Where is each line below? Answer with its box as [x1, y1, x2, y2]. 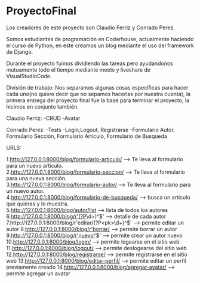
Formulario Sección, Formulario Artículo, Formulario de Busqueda [6, 133, 167, 140]
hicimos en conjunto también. [6, 103, 79, 110]
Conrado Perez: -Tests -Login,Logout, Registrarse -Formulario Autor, [6, 126, 175, 133]
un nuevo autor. [6, 187, 45, 195]
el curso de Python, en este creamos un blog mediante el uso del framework [6, 42, 194, 49]
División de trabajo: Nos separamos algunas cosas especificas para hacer [6, 84, 189, 91]
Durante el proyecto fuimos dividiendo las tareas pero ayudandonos [6, 60, 173, 67]
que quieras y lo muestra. [6, 200, 69, 207]
